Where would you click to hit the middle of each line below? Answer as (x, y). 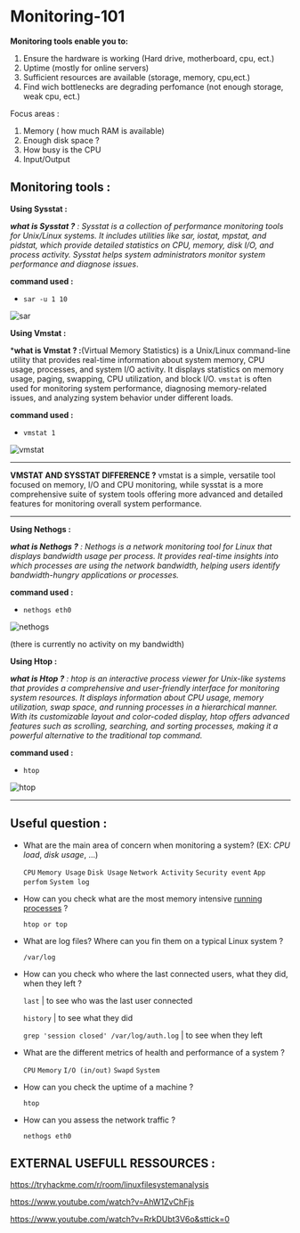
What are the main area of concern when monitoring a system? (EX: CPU (156, 845)
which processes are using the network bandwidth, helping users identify (145, 565)
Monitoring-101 (68, 16)
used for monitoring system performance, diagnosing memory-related (138, 388)
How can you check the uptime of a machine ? (108, 1087)
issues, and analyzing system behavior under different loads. (122, 398)
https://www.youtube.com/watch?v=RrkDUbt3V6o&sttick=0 (120, 1220)
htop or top (45, 925)
